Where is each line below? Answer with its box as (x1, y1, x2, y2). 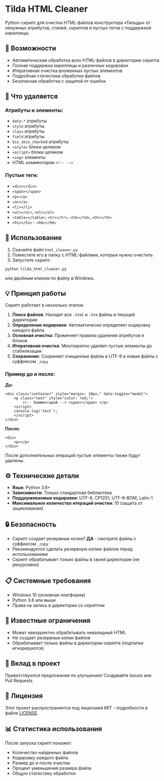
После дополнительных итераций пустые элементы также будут (5, 452, 141, 458)
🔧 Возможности (5, 44, 56, 52)
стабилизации (12, 348, 42, 354)
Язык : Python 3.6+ (12, 485, 51, 491)
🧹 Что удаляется (5, 92, 58, 101)
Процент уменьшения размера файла (12, 765, 92, 771)
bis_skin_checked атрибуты (12, 139, 69, 145)
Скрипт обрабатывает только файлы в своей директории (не (12, 557, 140, 563)
